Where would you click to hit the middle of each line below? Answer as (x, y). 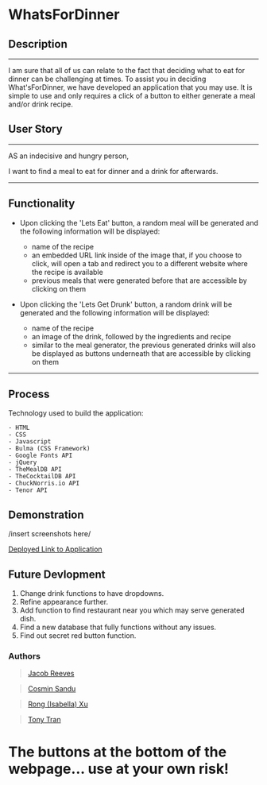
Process (29, 394)
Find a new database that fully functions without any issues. (118, 627)
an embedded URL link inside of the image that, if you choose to (137, 255)
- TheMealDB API (35, 470)
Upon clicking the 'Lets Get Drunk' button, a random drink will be (126, 304)
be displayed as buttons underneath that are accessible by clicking (141, 353)
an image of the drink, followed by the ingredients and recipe (132, 336)
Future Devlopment (57, 574)
